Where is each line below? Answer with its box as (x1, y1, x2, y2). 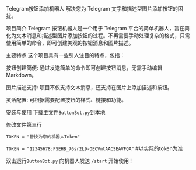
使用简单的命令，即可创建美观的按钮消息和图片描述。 (6, 40, 134, 46)
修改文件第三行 (6, 122, 42, 128)
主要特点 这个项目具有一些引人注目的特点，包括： (6, 52, 125, 58)
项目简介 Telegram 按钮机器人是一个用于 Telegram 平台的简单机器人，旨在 (6, 25, 185, 32)
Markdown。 (6, 72, 37, 78)
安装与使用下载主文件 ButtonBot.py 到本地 (6, 109, 106, 116)
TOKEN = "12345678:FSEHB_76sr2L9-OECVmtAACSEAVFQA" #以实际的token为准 (6, 145, 183, 152)
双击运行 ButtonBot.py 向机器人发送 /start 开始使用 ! (6, 157, 132, 164)
